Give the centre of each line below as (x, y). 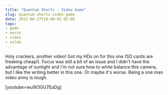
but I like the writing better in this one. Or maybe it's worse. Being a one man (84, 72)
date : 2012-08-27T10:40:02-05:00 (40, 19)
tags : (11, 24)
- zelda (13, 42)
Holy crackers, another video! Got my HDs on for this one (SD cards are (79, 56)
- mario (13, 33)
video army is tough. (26, 77)
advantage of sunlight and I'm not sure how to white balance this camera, (81, 67)
